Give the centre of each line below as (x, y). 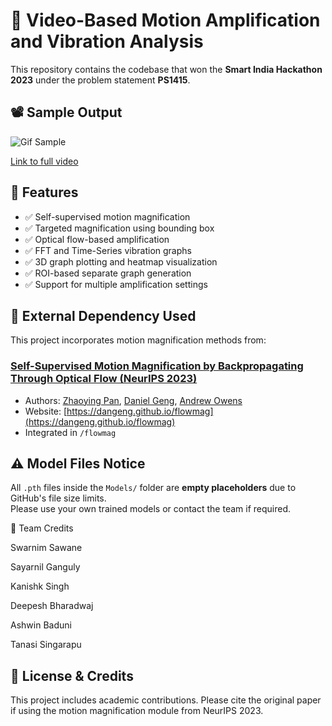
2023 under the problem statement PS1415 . (100, 80)
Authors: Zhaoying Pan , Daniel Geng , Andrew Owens (133, 400)
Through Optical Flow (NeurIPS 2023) (104, 379)
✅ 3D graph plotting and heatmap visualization (121, 261)
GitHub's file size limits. (58, 498)
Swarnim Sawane (46, 548)
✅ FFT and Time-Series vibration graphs (108, 250)
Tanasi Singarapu (46, 645)
